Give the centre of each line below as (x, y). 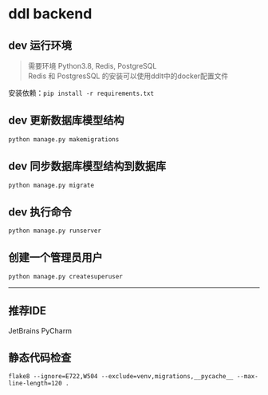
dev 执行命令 (40, 212)
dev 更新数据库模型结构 (66, 120)
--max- (248, 377)
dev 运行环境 (40, 45)
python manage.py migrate (51, 185)
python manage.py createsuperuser (66, 276)
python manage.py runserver (55, 231)
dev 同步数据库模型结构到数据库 (87, 166)
